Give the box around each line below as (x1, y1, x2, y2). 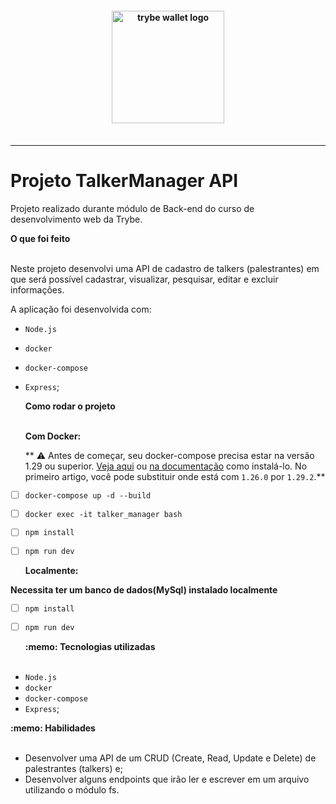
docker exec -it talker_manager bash (24, 509, 183, 519)
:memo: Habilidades (10, 722, 96, 734)
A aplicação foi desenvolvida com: (10, 303, 152, 316)
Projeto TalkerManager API (10, 170, 239, 192)
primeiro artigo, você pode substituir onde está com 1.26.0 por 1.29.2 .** (24, 471, 326, 483)
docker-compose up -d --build (24, 490, 152, 501)
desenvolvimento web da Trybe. (10, 213, 143, 226)
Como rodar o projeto (24, 400, 116, 412)
